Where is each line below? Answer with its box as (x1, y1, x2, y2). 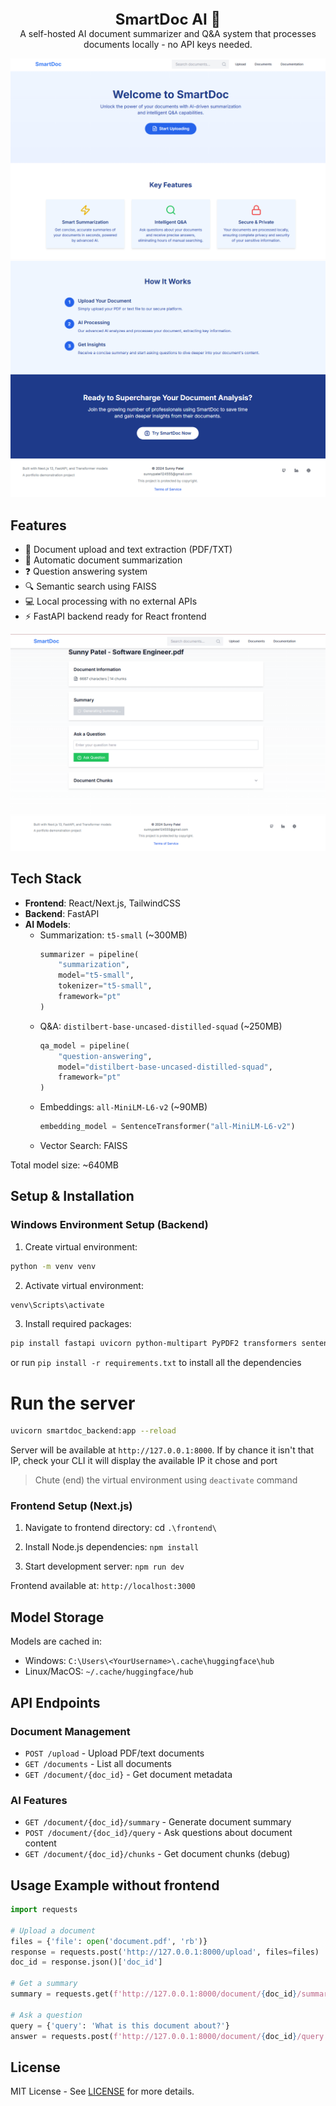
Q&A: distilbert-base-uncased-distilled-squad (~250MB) (39, 1020, 283, 1032)
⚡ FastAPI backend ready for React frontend (24, 610, 207, 623)
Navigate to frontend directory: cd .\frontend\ (24, 1522, 217, 1534)
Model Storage (10, 1609, 105, 1626)
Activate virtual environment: (24, 1279, 144, 1291)
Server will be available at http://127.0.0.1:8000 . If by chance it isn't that (10, 1444, 315, 1456)
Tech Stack (10, 870, 82, 888)
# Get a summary (10, 1979, 78, 1989)
